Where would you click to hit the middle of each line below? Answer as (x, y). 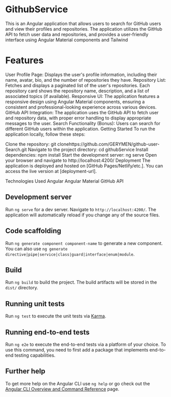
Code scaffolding (33, 231)
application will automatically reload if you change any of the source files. (82, 215)
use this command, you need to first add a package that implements (77, 350)
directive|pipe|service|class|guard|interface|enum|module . (70, 254)
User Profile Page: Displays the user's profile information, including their (81, 75)
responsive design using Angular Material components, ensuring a (75, 102)
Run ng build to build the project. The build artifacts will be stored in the (81, 282)
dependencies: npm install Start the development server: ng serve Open (81, 155)
